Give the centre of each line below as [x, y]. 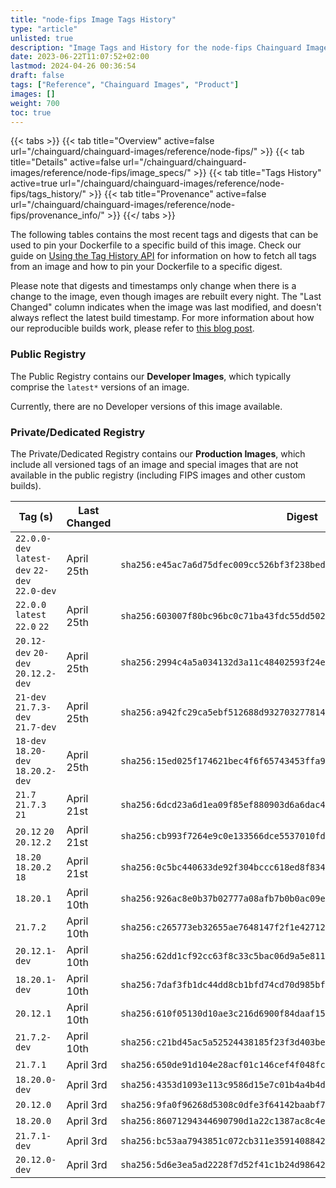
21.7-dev [36, 727]
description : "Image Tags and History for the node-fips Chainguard [156, 47]
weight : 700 [35, 103]
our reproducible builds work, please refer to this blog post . [132, 328]
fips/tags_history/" [48, 194]
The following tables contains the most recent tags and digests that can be [164, 235]
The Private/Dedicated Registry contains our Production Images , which [158, 453]
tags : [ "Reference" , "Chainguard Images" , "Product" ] [125, 85]
